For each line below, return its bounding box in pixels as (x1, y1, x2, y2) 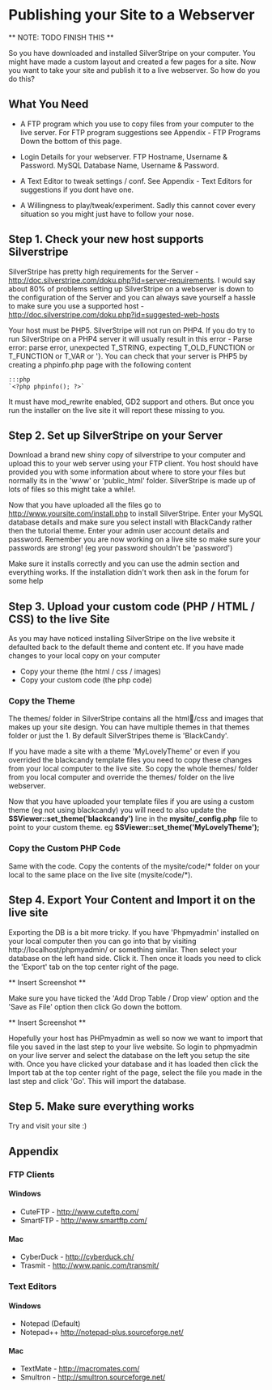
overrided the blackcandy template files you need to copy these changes (8, 755, 253, 765)
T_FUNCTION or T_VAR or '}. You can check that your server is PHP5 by (8, 351, 249, 361)
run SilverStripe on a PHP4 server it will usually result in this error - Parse (8, 334, 253, 343)
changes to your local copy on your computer (8, 651, 160, 661)
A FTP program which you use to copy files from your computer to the (19, 119, 254, 129)
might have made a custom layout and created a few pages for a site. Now (8, 57, 257, 66)
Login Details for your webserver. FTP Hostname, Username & (19, 151, 228, 161)
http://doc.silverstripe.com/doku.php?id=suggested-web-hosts (8, 309, 220, 319)
